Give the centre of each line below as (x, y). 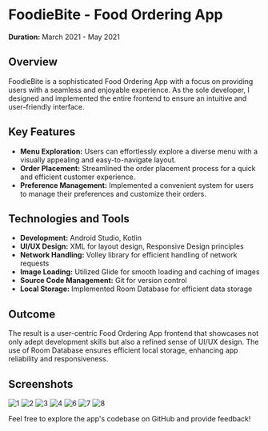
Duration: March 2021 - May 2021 (64, 37)
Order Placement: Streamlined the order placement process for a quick (138, 168)
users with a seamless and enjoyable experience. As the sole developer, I (129, 90)
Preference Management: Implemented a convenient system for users (137, 185)
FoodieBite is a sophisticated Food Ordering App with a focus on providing (131, 81)
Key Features (42, 132)
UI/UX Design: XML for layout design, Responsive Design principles (132, 246)
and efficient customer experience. (78, 177)
